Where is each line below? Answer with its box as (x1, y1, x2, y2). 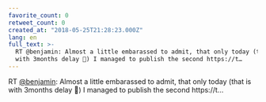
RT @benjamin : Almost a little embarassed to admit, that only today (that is (8, 76, 252, 86)
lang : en (8, 33, 37, 42)
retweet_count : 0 (8, 19, 66, 27)
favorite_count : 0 (8, 11, 69, 20)
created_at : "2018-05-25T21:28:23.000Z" (8, 26, 144, 34)
